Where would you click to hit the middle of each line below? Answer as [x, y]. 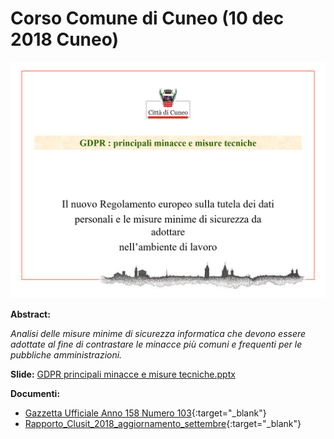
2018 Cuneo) [65, 39]
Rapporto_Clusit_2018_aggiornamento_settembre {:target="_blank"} [163, 423]
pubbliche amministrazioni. [66, 354]
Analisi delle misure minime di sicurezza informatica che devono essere [158, 333]
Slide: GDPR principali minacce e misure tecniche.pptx [123, 374]
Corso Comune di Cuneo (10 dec [147, 18]
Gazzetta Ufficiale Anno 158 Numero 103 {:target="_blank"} [145, 413]
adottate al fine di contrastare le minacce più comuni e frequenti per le [156, 344]
